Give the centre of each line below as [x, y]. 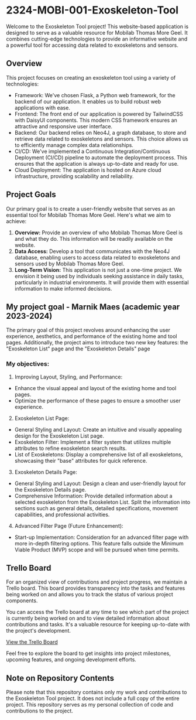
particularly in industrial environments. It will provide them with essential [102, 282]
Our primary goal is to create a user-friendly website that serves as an [91, 209]
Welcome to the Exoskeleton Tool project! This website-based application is [97, 26]
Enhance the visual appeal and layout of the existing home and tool [95, 388]
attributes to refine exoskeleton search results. [71, 448]
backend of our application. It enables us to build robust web [88, 101]
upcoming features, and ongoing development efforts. [71, 660]
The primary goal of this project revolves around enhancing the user [88, 330]
